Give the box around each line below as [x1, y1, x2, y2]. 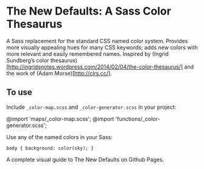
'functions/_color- [115, 115, 160, 122]
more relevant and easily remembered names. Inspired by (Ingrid [6, 50, 169, 57]
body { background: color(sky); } [6, 145, 94, 151]
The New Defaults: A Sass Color [6, 4, 172, 18]
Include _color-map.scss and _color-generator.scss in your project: [6, 103, 177, 111]
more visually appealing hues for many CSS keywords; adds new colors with [6, 44, 198, 51]
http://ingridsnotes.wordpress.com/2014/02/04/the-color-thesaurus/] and [8, 63, 194, 71]
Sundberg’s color [6, 57, 49, 64]
